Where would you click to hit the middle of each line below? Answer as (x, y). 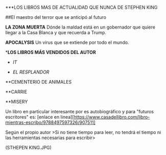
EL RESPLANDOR (31, 72)
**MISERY (17, 102)
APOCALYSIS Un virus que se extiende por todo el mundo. (67, 42)
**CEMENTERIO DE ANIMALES (39, 82)
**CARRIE (16, 92)
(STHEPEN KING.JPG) (29, 148)
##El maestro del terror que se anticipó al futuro (56, 17)
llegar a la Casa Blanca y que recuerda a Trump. (56, 32)
